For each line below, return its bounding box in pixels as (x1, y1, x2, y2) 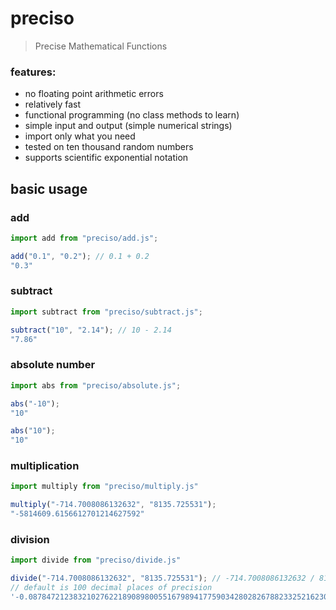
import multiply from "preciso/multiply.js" (10, 482, 199, 492)
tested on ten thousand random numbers (24, 141, 194, 153)
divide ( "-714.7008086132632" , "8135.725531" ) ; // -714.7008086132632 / (10, 573, 315, 584)
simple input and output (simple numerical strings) (24, 120, 233, 132)
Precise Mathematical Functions (34, 40, 168, 52)
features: (10, 65, 57, 79)
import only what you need (24, 130, 136, 142)
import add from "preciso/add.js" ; (10, 233, 159, 243)
